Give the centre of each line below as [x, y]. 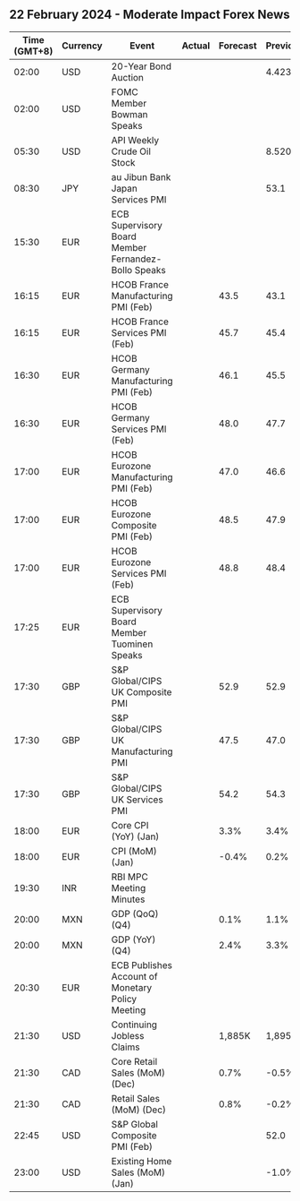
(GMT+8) [33, 51]
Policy [124, 999]
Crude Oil [131, 151]
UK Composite [142, 691]
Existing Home [142, 1161]
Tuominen [132, 644]
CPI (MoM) [134, 851]
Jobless [128, 1035]
